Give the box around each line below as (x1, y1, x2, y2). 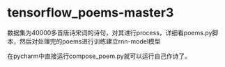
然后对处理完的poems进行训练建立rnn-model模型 (19, 37, 162, 46)
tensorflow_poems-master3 (7, 5, 174, 21)
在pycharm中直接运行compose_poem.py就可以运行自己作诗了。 (7, 52, 192, 60)
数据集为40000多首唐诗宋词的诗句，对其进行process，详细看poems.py (7, 28, 212, 37)
